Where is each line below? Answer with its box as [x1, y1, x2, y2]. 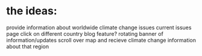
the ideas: [6, 4, 57, 18]
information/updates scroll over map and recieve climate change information [6, 36, 197, 43]
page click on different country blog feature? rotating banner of [6, 30, 164, 37]
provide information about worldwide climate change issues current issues [6, 24, 192, 31]
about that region [6, 43, 49, 50]
